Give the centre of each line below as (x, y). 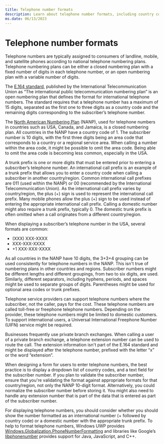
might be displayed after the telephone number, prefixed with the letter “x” (80, 350)
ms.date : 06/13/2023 (26, 19)
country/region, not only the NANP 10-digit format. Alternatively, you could (80, 385)
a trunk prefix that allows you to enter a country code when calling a (74, 173)
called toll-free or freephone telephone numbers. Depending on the (73, 309)
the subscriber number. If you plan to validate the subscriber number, (75, 375)
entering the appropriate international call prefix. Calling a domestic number (81, 204)
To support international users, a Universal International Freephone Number (81, 320)
